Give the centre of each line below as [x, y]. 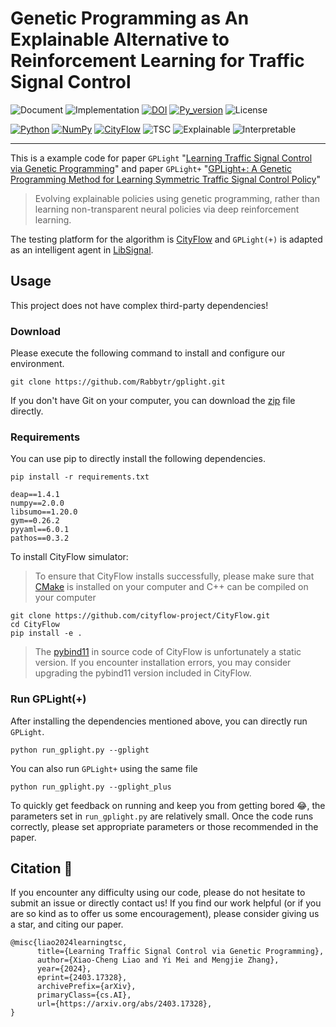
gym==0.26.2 [35, 521]
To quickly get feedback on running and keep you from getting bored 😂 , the [168, 805]
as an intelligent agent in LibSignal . [82, 249]
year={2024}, [64, 969]
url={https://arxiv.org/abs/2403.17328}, [124, 1004]
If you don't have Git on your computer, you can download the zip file [153, 401]
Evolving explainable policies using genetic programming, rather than [177, 198]
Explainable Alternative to [120, 39]
